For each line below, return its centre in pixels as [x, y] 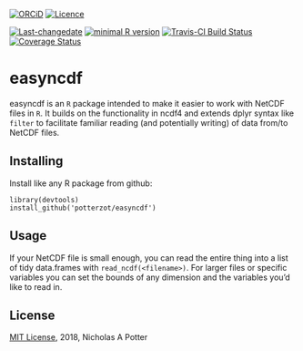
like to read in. [36, 286]
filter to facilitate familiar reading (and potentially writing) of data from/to [149, 122]
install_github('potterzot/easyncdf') [83, 208]
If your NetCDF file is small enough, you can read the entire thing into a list [149, 258]
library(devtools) [44, 200]
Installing [36, 161]
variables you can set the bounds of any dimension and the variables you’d [150, 277]
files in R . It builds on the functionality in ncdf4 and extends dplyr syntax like [151, 113]
